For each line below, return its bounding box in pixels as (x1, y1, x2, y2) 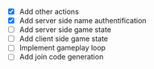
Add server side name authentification (19, 16, 147, 26)
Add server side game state (19, 25, 112, 34)
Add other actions (19, 7, 80, 16)
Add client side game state (19, 34, 109, 43)
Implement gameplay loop (19, 43, 106, 53)
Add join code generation (19, 52, 104, 62)
